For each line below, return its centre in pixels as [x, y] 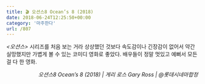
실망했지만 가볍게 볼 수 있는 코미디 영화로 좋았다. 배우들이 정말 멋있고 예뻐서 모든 [102, 54]
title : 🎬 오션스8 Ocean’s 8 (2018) [50, 12]
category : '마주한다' [31, 23]
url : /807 [19, 29]
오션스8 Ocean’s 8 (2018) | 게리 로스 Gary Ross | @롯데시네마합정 [118, 75]
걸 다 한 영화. [22, 62]
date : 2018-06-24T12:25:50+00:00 [49, 18]
